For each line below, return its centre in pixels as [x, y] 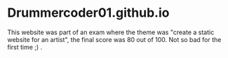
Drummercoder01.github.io [88, 13]
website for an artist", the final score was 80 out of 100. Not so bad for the [114, 39]
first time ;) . [25, 47]
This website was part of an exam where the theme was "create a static [111, 32]
